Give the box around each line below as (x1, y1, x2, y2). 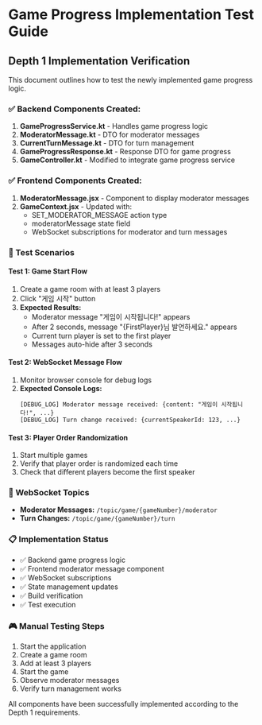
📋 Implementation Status (8, 534, 109, 545)
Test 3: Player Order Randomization (8, 432, 129, 442)
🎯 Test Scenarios (8, 246, 75, 258)
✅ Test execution (19, 599, 76, 609)
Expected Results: (19, 302, 82, 312)
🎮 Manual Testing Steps (8, 620, 105, 631)
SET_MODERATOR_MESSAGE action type (31, 210, 168, 219)
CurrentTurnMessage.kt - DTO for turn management (19, 138, 195, 148)
